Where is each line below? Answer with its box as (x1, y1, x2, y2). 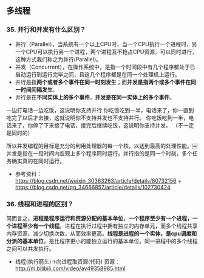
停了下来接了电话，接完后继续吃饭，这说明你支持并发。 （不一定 (32, 121, 194, 129)
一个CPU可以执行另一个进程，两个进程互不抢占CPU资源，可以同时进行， (15, 48, 197, 55)
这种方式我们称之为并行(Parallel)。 (15, 55, 102, 63)
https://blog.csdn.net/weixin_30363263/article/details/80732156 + (15, 177, 182, 184)
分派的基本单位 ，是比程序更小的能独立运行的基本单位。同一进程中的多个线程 (6, 237, 198, 245)
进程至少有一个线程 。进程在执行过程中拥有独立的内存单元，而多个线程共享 (11, 222, 198, 229)
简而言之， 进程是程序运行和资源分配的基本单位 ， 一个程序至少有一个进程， (6, 214, 192, 222)
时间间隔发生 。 (20, 86, 58, 93)
